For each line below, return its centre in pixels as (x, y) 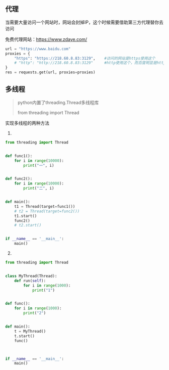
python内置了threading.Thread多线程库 (58, 102)
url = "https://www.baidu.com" (38, 49)
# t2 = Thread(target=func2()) (47, 211)
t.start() (25, 336)
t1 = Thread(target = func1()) (45, 206)
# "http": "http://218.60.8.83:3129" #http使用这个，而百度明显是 (86, 63)
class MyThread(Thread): (31, 276)
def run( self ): (30, 281)
